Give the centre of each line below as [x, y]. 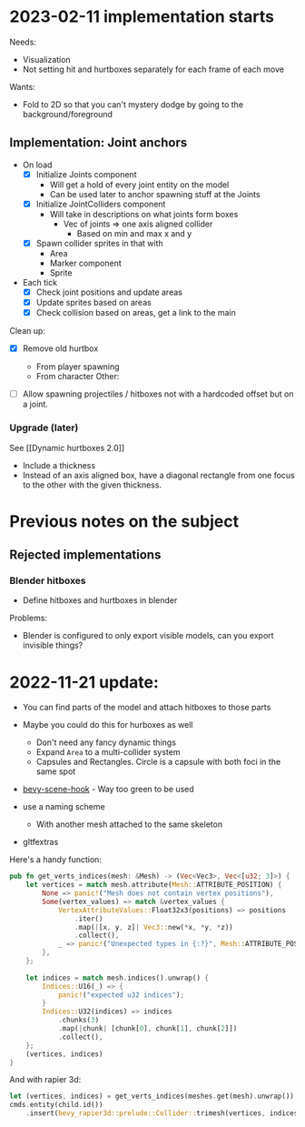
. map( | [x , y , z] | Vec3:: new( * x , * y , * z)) [153, 927]
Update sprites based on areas [93, 302]
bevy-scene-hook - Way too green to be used [108, 790]
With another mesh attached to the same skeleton [129, 824]
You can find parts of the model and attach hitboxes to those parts [147, 708]
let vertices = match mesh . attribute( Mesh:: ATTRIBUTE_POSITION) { [154, 885]
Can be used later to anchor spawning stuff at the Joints [155, 194]
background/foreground [68, 114]
